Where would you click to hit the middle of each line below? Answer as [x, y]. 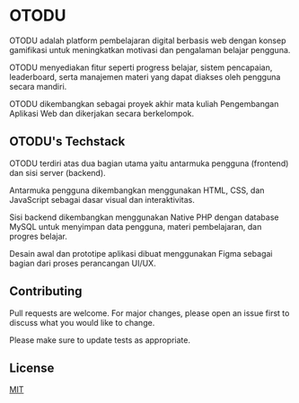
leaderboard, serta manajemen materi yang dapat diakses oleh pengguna [145, 76]
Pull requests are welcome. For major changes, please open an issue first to [149, 313]
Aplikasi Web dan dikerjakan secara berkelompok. [102, 113]
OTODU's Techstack [67, 141]
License [32, 368]
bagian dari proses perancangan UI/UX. [83, 263]
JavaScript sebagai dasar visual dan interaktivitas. [102, 199]
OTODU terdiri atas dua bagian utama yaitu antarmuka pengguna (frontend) [149, 163]
